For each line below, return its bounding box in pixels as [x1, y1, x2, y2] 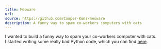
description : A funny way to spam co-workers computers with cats [5, 20, 142, 25]
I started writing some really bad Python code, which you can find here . [5, 39, 148, 45]
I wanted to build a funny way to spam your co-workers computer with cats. [5, 34, 157, 39]
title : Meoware [5, 7, 36, 12]
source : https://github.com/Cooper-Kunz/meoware [5, 16, 105, 21]
